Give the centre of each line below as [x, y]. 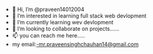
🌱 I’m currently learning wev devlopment [63, 22]
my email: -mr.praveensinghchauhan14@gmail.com [75, 44]
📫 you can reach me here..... [48, 35]
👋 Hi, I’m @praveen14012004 [48, 9]
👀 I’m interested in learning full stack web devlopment [79, 16]
